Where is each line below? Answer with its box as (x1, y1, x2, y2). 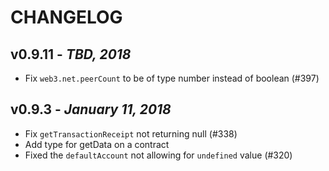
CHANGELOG (10, 6, 123, 29)
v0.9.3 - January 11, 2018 (10, 101, 172, 118)
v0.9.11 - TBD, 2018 (10, 46, 132, 63)
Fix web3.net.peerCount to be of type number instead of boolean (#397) (24, 72, 320, 84)
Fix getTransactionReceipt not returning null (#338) (24, 127, 238, 140)
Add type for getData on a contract (24, 138, 170, 150)
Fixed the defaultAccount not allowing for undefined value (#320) (24, 149, 293, 161)
